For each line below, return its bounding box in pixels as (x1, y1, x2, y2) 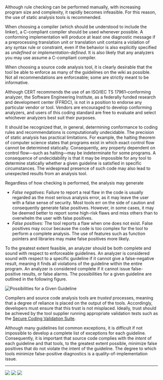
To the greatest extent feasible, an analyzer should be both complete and (5, 245, 151, 251)
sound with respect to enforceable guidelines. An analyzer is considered (5, 250, 150, 256)
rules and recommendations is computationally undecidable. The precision (5, 130, 154, 135)
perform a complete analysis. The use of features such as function (12, 231, 146, 236)
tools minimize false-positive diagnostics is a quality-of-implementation (5, 351, 148, 356)
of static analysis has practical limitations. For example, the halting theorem (5, 134, 156, 140)
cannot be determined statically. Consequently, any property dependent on (5, 145, 156, 150)
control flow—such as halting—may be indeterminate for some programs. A (5, 150, 156, 156)
